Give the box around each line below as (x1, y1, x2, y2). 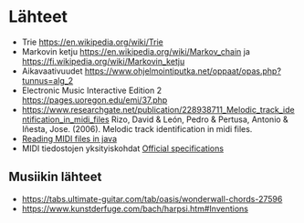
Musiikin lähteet (8, 169, 102, 185)
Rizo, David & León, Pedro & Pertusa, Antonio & (111, 114, 288, 125)
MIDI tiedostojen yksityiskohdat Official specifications (21, 143, 225, 154)
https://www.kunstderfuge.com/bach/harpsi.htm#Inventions (21, 203, 248, 214)
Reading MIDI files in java (21, 133, 118, 144)
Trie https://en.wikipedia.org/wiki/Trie (21, 36, 163, 47)
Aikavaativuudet (21, 66, 83, 76)
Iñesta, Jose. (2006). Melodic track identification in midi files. (21, 123, 253, 134)
